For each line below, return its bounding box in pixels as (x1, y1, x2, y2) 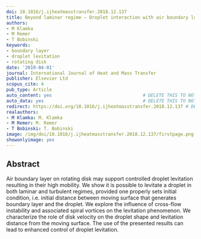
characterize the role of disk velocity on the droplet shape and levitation (6, 213, 184, 220)
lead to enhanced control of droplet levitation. (6, 226, 119, 233)
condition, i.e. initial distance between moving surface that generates (6, 194, 176, 201)
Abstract (6, 159, 40, 170)
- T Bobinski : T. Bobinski (6, 126, 74, 132)
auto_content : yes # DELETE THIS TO (6, 92, 186, 98)
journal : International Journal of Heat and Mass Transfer (6, 70, 157, 76)
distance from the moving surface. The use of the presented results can (6, 219, 184, 226)
